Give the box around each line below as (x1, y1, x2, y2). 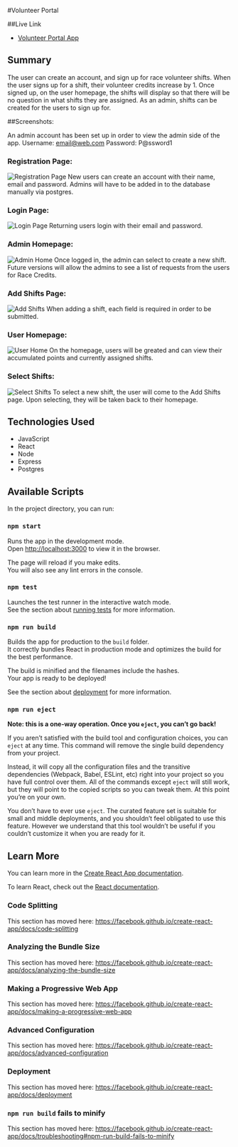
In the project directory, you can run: (7, 505, 114, 513)
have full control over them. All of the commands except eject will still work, (7, 777, 230, 786)
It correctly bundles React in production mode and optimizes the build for (7, 645, 222, 654)
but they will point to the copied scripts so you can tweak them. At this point (7, 785, 229, 794)
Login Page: (7, 206, 50, 216)
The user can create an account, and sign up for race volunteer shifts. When (7, 73, 231, 81)
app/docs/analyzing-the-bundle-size (7, 965, 116, 974)
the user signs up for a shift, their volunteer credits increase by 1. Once (7, 80, 215, 89)
